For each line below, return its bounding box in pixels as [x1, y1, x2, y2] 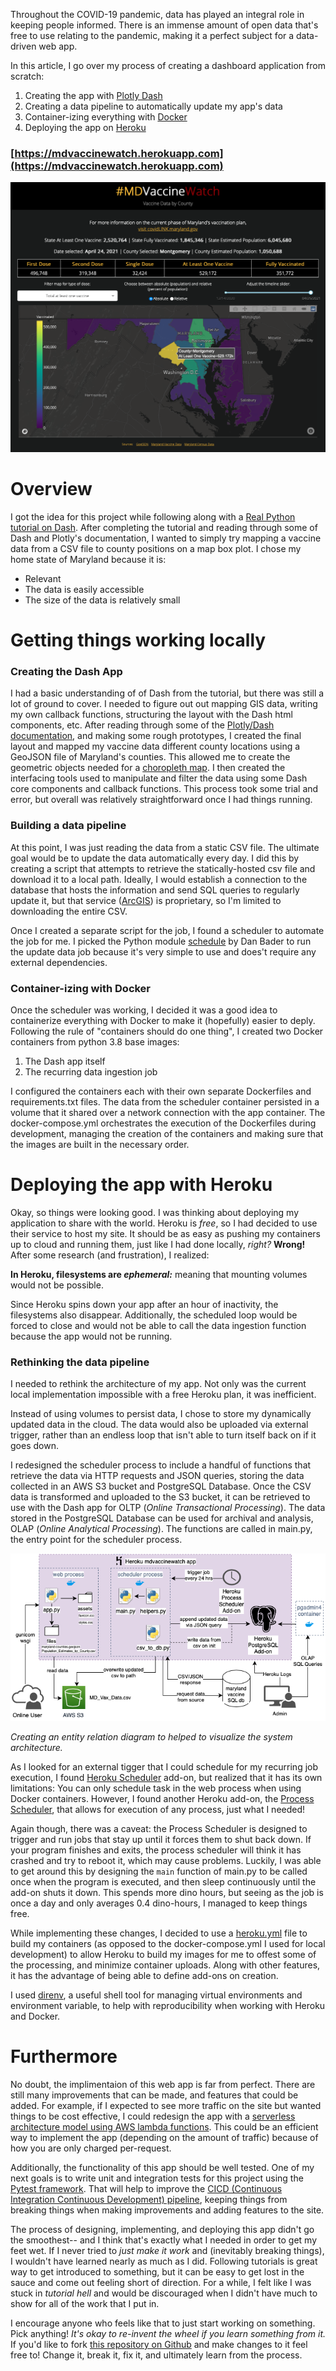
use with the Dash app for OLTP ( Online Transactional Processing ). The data [10, 1502, 326, 1514]
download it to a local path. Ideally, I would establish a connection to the [10, 873, 308, 885]
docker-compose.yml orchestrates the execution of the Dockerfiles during [10, 1117, 317, 1129]
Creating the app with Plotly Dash [24, 90, 163, 101]
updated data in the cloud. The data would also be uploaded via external [10, 1419, 309, 1431]
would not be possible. [10, 1279, 104, 1291]
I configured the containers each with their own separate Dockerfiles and [10, 1085, 312, 1097]
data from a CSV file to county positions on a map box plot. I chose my [10, 542, 302, 554]
